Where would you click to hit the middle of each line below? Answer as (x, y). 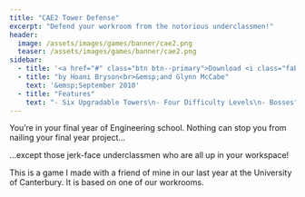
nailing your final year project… (67, 138)
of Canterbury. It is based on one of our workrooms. (107, 182)
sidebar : (26, 60)
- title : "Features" (56, 94)
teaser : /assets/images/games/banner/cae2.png (107, 52)
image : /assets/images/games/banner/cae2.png (105, 43)
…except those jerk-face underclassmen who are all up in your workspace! (149, 155)
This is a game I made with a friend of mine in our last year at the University (151, 172)
